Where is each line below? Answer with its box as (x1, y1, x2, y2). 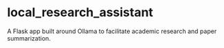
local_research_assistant (7, 5, 153, 20)
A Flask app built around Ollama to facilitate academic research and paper (7, 27, 217, 35)
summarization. (7, 34, 52, 42)
